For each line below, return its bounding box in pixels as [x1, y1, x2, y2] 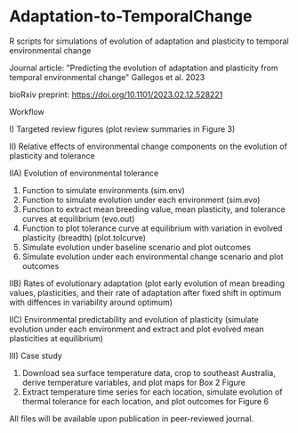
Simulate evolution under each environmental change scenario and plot [21, 251, 284, 262]
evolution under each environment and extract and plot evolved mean [9, 323, 264, 334]
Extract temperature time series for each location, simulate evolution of [21, 386, 283, 397]
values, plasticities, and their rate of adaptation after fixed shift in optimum [9, 287, 282, 298]
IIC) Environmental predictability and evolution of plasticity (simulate [9, 314, 260, 324]
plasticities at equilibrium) [9, 332, 104, 344]
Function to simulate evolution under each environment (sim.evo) [21, 194, 261, 205]
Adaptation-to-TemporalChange [9, 6, 253, 27]
